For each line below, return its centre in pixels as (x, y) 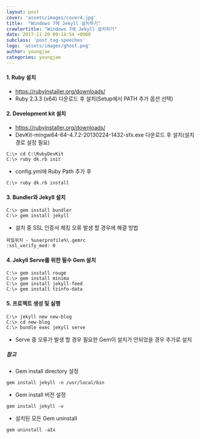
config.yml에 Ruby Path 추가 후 (53, 172)
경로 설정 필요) (33, 142)
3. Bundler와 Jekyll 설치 (36, 197)
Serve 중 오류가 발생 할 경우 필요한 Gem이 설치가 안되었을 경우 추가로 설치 (104, 339)
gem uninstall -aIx (31, 430)
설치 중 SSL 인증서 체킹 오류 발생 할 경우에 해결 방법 (77, 228)
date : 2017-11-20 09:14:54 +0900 (49, 35)
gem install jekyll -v (35, 406)
